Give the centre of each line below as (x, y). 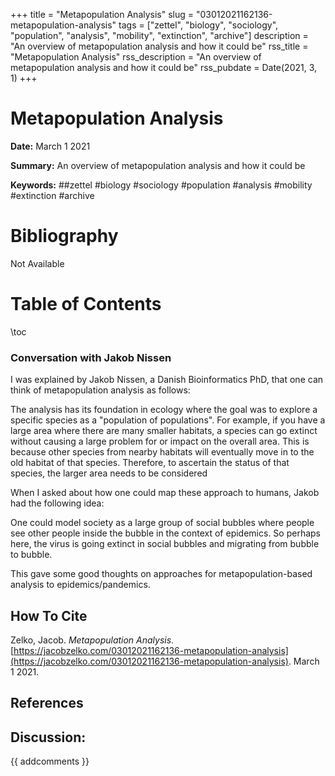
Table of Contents (86, 304)
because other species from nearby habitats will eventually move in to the (162, 452)
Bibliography (64, 236)
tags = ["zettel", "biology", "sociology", (198, 25)
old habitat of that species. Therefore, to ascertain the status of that (150, 463)
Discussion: (48, 737)
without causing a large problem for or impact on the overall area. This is (160, 441)
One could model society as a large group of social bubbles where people (162, 523)
